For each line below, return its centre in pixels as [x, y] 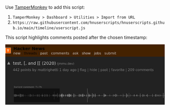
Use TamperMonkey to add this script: [45, 7]
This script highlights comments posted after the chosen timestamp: [76, 37]
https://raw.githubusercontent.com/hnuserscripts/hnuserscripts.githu [89, 23]
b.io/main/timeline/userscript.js [49, 28]
